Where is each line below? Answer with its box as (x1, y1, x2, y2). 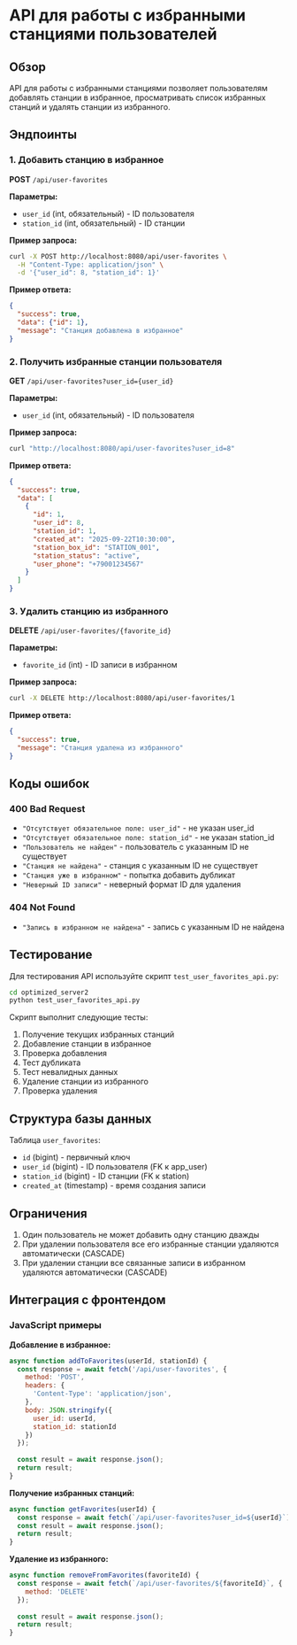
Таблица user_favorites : (9, 1135, 101, 1146)
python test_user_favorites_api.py (9, 996, 141, 1005)
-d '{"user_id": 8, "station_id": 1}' (17, 268, 161, 277)
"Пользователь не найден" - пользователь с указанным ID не (21, 842, 249, 853)
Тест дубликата (21, 1057, 81, 1068)
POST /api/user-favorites (9, 174, 109, 184)
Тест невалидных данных (21, 1067, 118, 1077)
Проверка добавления (21, 1048, 108, 1059)
